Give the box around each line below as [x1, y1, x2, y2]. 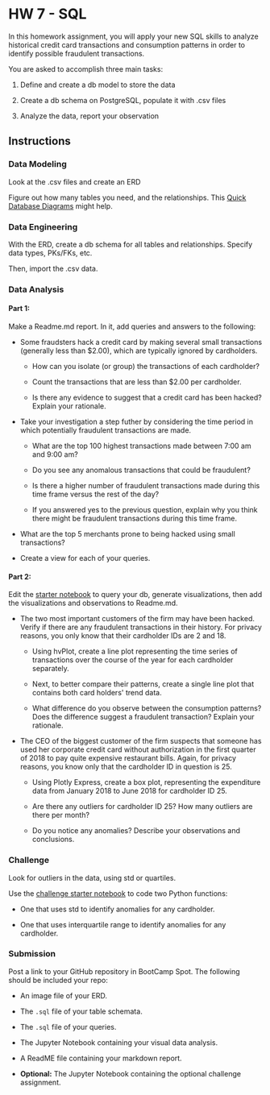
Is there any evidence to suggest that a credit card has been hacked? [31, 392, 262, 403]
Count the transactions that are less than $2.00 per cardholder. [31, 377, 242, 387]
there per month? [31, 811, 90, 820]
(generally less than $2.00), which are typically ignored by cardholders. [19, 346, 258, 355]
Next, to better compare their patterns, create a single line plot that [31, 679, 255, 689]
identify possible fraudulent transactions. [8, 48, 145, 58]
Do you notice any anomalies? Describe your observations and [31, 826, 240, 836]
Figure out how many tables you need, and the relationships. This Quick [8, 193, 247, 202]
